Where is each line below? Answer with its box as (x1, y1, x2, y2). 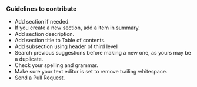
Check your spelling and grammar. (14, 62, 98, 69)
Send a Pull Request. (14, 74, 65, 81)
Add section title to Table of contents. (14, 37, 106, 44)
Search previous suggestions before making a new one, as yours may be (14, 49, 192, 56)
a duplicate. (14, 55, 44, 63)
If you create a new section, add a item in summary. (14, 24, 140, 31)
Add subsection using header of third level (14, 43, 118, 50)
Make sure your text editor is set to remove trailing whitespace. (14, 68, 168, 75)
